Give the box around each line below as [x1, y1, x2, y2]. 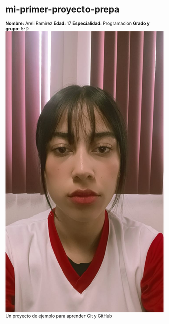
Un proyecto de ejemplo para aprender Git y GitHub [5, 313, 112, 319]
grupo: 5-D [5, 25, 29, 31]
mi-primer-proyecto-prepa [5, 4, 120, 15]
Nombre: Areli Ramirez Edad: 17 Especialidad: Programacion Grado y [5, 20, 150, 26]
